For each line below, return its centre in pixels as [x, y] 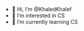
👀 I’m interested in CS [38, 15]
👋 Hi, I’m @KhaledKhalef [42, 9]
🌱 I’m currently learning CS [45, 22]
